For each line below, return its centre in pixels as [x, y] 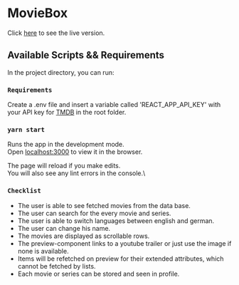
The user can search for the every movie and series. [94, 213]
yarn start [26, 129]
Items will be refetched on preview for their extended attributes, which [121, 259]
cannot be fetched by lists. [57, 266]
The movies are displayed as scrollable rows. [84, 236]
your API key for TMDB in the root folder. [67, 113]
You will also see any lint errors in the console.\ [76, 173]
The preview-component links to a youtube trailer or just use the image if [124, 243]
